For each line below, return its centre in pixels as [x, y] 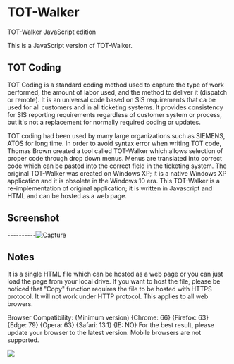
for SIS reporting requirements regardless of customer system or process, [115, 114]
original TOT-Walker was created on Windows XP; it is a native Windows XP [117, 173]
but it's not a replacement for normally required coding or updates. [104, 122]
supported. [23, 340]
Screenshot [33, 218]
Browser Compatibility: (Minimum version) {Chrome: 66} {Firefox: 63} [108, 317]
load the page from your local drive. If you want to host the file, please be [114, 281]
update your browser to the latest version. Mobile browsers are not [104, 333]
